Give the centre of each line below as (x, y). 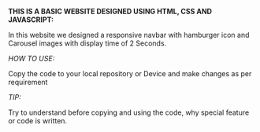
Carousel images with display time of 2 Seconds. (87, 43)
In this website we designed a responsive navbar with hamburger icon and (129, 35)
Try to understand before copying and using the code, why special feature (129, 112)
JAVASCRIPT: (31, 20)
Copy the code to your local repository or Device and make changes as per (130, 73)
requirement (28, 82)
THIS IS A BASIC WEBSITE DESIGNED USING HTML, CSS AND (110, 11)
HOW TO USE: (32, 59)
